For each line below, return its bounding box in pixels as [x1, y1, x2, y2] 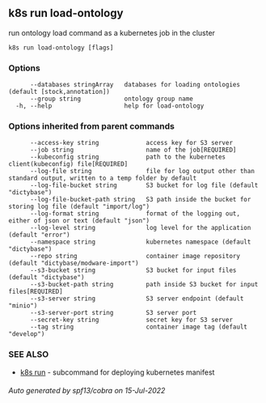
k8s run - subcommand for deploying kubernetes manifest [19, 367, 215, 377]
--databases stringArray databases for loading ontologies [29, 81, 241, 89]
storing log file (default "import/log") [8, 202, 150, 211]
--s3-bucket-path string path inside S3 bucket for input [29, 281, 259, 289]
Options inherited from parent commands [8, 121, 175, 132]
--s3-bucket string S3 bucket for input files [29, 266, 237, 274]
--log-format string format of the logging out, [29, 210, 241, 218]
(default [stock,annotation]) [8, 88, 111, 96]
